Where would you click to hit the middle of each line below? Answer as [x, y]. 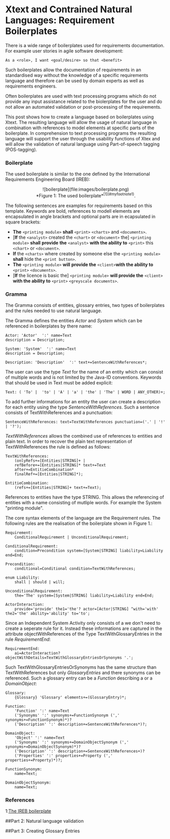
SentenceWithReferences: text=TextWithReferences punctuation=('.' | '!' [86, 422]
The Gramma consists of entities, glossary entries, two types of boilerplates [85, 305]
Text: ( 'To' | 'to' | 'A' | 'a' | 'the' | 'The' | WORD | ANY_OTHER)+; [86, 392]
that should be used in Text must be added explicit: [59, 383]
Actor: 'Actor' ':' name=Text [39, 336]
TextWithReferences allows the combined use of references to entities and [84, 436]
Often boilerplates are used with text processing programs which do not [81, 96]
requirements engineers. [31, 86]
